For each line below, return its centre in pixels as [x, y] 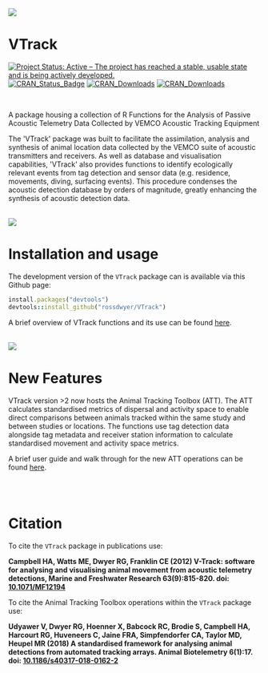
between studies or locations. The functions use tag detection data [119, 426]
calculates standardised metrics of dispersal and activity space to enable [129, 409]
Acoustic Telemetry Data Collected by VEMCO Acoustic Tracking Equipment [134, 123]
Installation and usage [83, 254]
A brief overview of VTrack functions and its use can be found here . [120, 322]
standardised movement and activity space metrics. [94, 443]
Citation [35, 523]
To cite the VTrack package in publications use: [86, 546]
